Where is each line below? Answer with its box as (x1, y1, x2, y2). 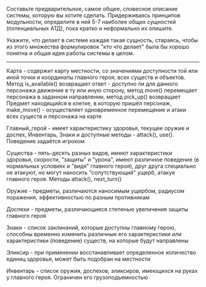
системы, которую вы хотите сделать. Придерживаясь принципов (6, 12, 181, 19)
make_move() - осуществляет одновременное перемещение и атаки (6, 106, 186, 113)
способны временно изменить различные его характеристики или (6, 231, 182, 237)
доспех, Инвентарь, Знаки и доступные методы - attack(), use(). (6, 131, 175, 138)
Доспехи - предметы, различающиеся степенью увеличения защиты (6, 206, 189, 213)
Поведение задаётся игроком (6, 138, 85, 144)
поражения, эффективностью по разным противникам (6, 194, 150, 201)
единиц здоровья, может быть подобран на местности (6, 255, 151, 263)
